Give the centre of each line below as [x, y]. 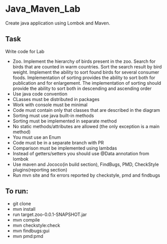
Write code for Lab [25, 51]
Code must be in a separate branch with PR [58, 142]
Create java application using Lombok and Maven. [58, 23]
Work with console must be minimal [50, 105]
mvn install [24, 209]
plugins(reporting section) [40, 169]
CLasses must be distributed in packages [56, 99]
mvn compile [26, 219]
